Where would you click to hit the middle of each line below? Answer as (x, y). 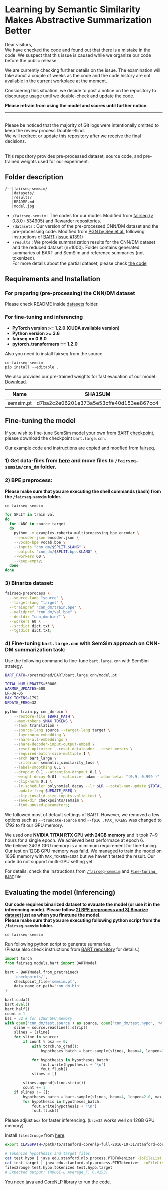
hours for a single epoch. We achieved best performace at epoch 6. (75, 840)
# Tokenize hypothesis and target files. (49, 1154)
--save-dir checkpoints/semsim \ (49, 800)
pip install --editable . (32, 367)
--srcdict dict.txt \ (32, 626)
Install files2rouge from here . (35, 1135)
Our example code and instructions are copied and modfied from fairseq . (80, 448)
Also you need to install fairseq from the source (54, 353)
